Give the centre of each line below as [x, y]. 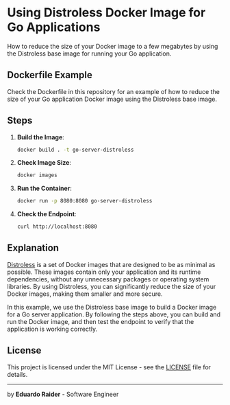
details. [17, 374]
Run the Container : [44, 188]
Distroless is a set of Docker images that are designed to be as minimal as [111, 264]
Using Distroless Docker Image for [106, 13]
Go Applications [54, 27]
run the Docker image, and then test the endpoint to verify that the [101, 321]
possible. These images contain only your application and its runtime [104, 272]
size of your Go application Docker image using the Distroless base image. [112, 99]
